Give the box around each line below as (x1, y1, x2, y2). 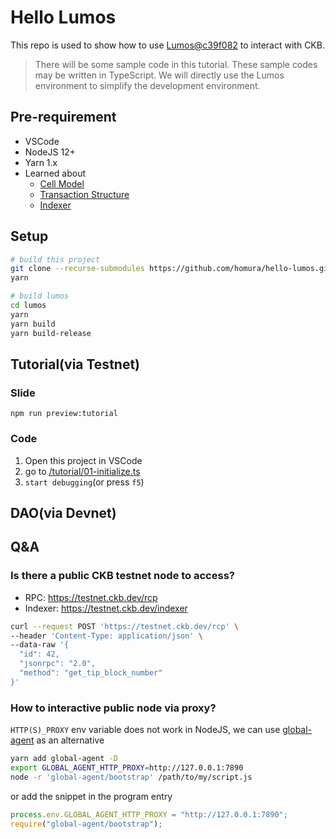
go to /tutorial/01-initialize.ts (24, 465, 141, 477)
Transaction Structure (39, 188, 130, 200)
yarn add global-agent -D (10, 754, 118, 764)
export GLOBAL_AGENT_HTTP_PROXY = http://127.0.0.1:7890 (10, 762, 244, 773)
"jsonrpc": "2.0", (19, 659, 97, 669)
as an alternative (36, 734, 105, 746)
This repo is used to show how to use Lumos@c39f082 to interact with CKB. (10, 39, 325, 51)
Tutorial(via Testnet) (10, 356, 141, 373)
